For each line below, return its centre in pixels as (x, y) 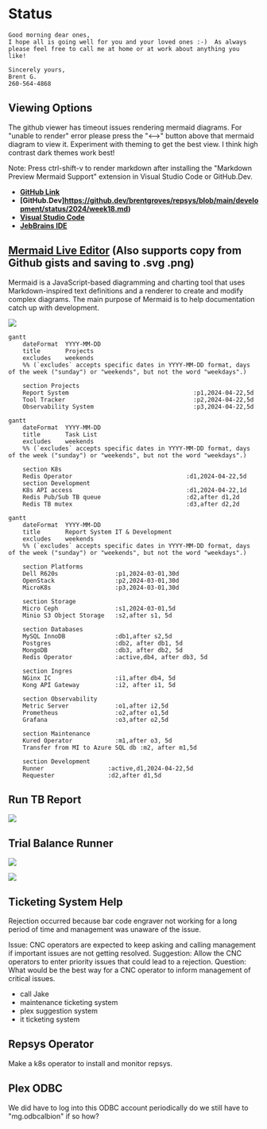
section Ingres (48, 671)
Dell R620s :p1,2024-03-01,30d (101, 573)
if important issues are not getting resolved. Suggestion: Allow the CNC (125, 953)
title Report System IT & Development (97, 532)
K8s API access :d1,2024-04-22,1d (135, 490)
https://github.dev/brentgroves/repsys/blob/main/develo (162, 200)
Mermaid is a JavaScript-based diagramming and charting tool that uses (127, 282)
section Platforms (53, 566)
